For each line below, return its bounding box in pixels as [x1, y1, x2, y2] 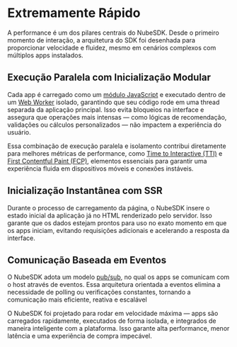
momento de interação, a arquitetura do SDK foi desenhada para [7, 35, 196, 44]
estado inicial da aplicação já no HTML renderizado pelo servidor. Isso [7, 211, 212, 220]
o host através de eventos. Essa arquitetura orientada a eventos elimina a [7, 280, 221, 289]
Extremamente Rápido [7, 5, 141, 21]
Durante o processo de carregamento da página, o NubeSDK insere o [7, 203, 210, 212]
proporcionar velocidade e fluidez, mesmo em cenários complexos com [7, 43, 216, 52]
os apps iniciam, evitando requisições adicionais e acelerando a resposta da [7, 226, 230, 234]
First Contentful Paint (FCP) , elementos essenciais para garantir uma [7, 157, 207, 165]
